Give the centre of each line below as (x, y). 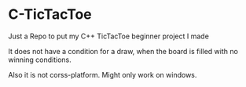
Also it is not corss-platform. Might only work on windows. (103, 74)
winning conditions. (40, 60)
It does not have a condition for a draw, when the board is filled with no (123, 51)
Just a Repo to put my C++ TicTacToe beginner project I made (109, 36)
